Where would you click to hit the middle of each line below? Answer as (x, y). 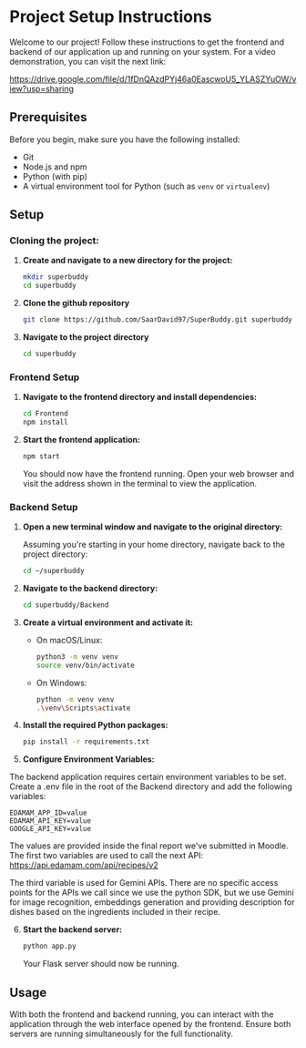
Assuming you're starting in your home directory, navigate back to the (153, 545)
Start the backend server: (72, 930)
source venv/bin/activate (85, 665)
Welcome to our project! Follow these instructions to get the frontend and (147, 42)
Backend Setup (44, 507)
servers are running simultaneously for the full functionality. (122, 1033)
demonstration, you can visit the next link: (88, 61)
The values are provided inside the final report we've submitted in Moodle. (149, 846)
